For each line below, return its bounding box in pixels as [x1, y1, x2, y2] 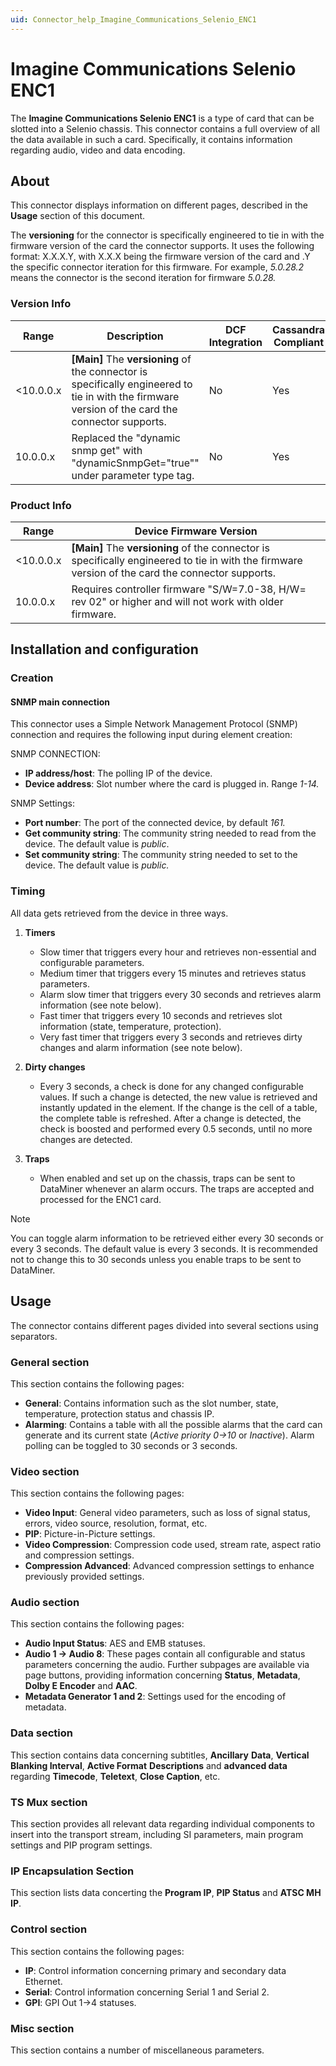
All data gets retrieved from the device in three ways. [10, 907, 229, 919]
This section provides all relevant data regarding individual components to [10, 1818, 315, 1830]
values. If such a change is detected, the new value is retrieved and [39, 1091, 318, 1103]
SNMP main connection [10, 696, 111, 708]
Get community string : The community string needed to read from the [24, 827, 317, 840]
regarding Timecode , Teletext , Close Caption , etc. [10, 1770, 221, 1782]
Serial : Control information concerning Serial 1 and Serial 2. [24, 1986, 270, 1998]
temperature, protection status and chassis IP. [24, 1407, 215, 1420]
